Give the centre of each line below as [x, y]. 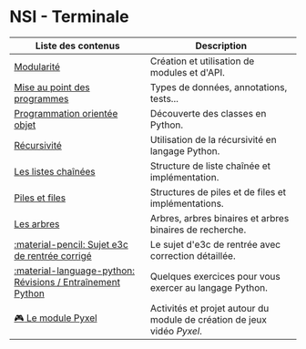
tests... [164, 98]
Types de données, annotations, [219, 87]
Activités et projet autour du [209, 308]
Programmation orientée [66, 113]
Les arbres [37, 223]
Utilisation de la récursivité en [213, 139]
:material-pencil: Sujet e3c [71, 244]
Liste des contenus [77, 46]
